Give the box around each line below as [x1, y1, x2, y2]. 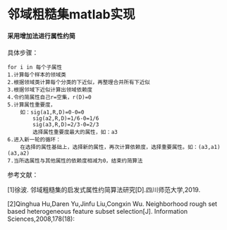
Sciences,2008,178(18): [7, 214, 75, 223]
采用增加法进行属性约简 [7, 31, 75, 40]
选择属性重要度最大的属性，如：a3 [32, 128, 118, 136]
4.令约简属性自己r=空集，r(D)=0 [7, 94, 92, 101]
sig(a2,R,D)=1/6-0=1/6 [32, 115, 99, 122]
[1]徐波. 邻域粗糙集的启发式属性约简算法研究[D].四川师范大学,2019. [7, 186, 201, 194]
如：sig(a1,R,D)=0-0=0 [20, 109, 85, 116]
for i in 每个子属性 [7, 64, 62, 71]
